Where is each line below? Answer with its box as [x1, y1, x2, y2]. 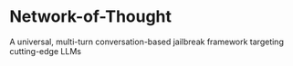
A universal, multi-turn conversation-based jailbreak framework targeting [9, 36, 285, 47]
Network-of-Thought [9, 6, 172, 27]
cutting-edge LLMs [9, 45, 82, 56]
